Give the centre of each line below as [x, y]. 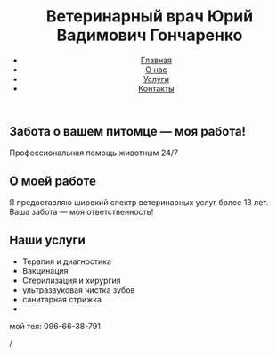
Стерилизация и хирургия [72, 280]
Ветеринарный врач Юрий [150, 17]
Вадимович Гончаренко [150, 35]
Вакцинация [45, 270]
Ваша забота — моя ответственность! [81, 212]
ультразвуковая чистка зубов [78, 290]
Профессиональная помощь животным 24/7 [94, 153]
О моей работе [53, 181]
